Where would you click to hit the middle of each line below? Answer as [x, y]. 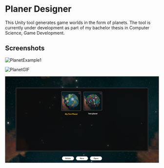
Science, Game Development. [35, 33]
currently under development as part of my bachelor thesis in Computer [77, 27]
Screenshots [25, 48]
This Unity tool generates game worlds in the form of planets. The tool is [78, 22]
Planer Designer [38, 9]
